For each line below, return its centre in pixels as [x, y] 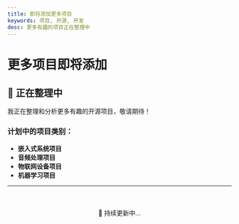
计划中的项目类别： [40, 132]
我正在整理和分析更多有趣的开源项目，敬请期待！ [79, 112]
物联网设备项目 [39, 166]
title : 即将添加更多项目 [40, 14]
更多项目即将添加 [58, 64]
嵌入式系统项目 [39, 148]
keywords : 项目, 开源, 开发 [46, 21]
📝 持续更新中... [119, 213]
